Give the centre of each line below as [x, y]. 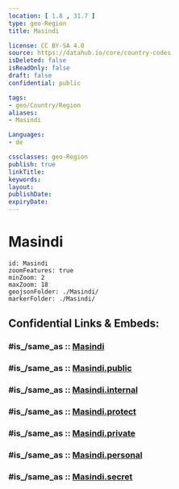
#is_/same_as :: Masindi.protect [73, 411]
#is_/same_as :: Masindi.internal [73, 390]
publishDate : [30, 195]
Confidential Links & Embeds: [84, 324]
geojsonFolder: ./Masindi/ [54, 292]
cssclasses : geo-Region [48, 157]
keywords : [25, 179]
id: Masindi [28, 263]
